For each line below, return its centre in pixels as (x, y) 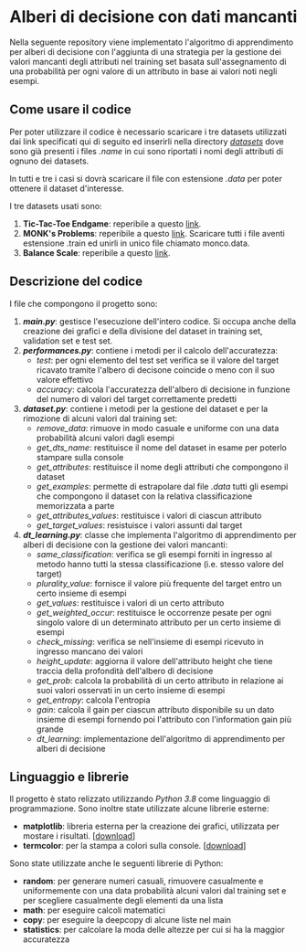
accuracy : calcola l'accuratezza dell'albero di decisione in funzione (163, 389)
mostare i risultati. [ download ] (79, 836)
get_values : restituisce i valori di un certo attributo (130, 603)
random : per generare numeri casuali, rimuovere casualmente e (143, 881)
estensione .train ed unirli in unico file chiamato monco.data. (136, 243)
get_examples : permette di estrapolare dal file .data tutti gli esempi (162, 486)
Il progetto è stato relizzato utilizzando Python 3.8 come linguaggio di (140, 799)
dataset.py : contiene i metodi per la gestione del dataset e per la (145, 408)
